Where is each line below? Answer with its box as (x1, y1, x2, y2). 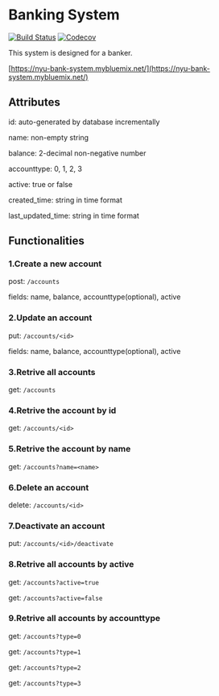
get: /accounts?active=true (8, 577, 99, 586)
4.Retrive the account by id (8, 405, 117, 416)
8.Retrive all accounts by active (8, 559, 134, 570)
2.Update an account (8, 312, 93, 323)
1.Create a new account (8, 258, 102, 269)
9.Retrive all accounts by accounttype (8, 613, 161, 624)
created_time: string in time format (8, 195, 122, 205)
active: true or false (8, 179, 73, 189)
